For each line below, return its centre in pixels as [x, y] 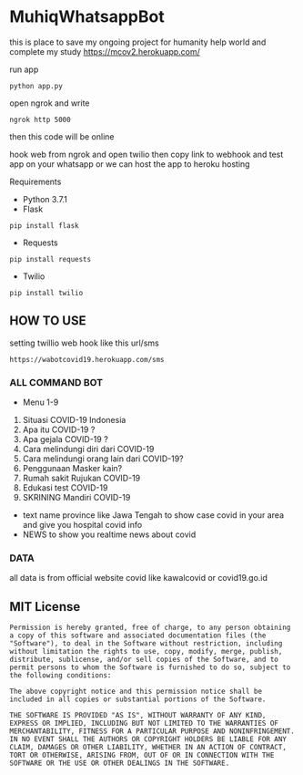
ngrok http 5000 [40, 119]
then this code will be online [62, 136]
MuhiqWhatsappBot [87, 17]
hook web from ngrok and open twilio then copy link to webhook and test [146, 154]
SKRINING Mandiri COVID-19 [76, 498]
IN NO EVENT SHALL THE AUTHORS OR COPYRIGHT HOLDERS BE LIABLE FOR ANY [148, 739]
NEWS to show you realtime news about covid [109, 534]
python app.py [36, 86]
